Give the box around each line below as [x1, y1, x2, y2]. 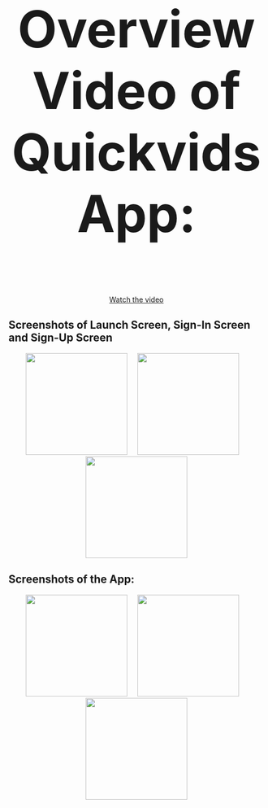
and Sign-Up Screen [8, 331, 113, 345]
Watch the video [109, 295, 164, 304]
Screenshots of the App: [8, 573, 135, 587]
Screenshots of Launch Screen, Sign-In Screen [8, 318, 251, 332]
